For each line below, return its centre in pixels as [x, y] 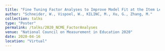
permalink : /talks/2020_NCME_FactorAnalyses [51, 28]
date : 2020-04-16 [23, 37]
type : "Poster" [21, 23]
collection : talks [24, 18]
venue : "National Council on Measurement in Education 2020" [69, 32]
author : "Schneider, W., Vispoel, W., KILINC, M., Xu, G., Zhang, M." [79, 14]
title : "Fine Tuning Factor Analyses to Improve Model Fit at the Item [80, 9]
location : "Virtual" [26, 41]
